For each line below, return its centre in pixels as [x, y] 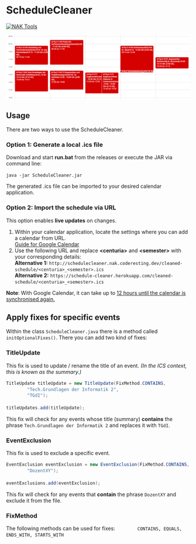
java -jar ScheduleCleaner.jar [44, 175]
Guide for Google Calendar [47, 244]
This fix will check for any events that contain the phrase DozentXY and [91, 494]
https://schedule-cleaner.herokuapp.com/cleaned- [112, 276]
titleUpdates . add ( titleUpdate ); [45, 408]
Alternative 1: [31, 263]
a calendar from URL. [40, 238]
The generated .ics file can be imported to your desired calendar [84, 186]
